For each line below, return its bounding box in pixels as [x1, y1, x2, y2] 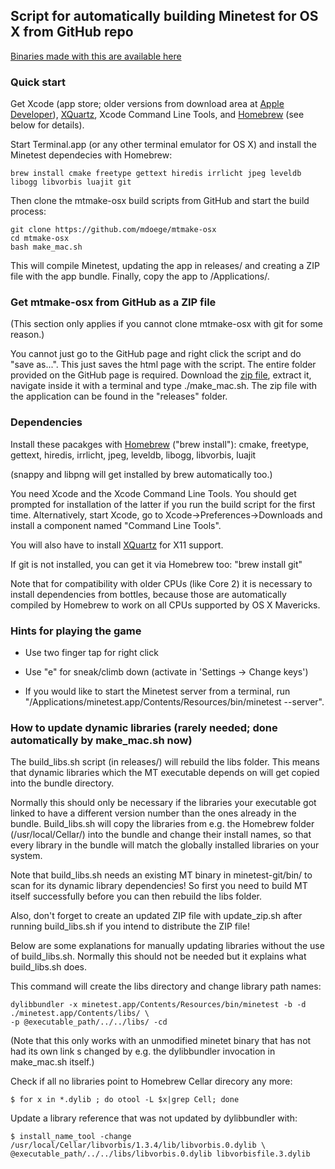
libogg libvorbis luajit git [10, 177, 132, 188]
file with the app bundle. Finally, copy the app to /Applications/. [10, 270, 270, 283]
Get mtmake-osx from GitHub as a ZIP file [10, 295, 217, 309]
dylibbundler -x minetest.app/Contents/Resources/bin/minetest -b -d [10, 1000, 307, 1010]
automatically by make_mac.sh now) [10, 733, 193, 747]
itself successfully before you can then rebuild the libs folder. [10, 890, 262, 903]
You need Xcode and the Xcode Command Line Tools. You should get [10, 487, 297, 499]
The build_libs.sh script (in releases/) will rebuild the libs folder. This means [10, 756, 320, 768]
